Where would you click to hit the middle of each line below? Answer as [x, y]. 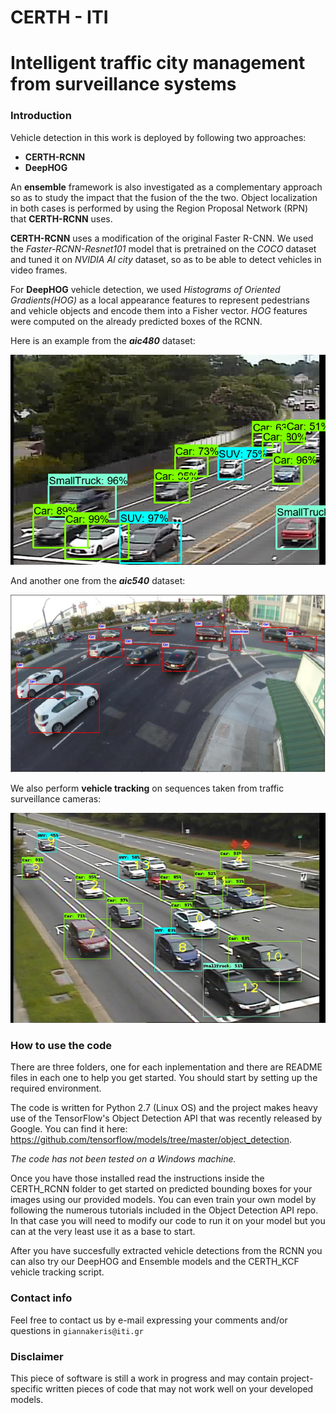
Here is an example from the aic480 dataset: [103, 340]
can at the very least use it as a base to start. [103, 1232]
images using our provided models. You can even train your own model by [163, 1200]
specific [27, 1389]
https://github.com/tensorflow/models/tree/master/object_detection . [151, 1140]
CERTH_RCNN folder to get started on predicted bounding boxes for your [161, 1189]
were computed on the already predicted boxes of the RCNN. [136, 321]
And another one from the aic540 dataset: [98, 580]
